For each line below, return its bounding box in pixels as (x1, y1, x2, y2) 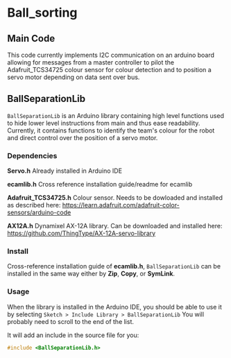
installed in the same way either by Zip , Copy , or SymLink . (7, 269, 176, 278)
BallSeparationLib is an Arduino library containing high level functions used (7, 111, 224, 119)
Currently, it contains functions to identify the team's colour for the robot (7, 126, 215, 135)
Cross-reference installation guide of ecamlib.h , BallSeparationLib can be (7, 262, 221, 271)
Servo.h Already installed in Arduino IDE (7, 167, 123, 175)
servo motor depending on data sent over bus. (7, 73, 140, 81)
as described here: (7, 201, 61, 210)
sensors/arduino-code (7, 208, 71, 216)
